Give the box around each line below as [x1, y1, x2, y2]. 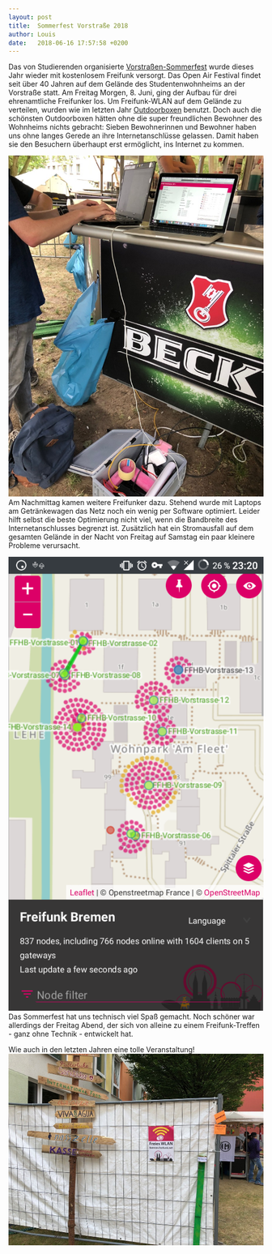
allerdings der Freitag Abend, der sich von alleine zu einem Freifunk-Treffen [8, 1021, 261, 1030]
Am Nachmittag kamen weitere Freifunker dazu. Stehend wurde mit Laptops [8, 498, 261, 507]
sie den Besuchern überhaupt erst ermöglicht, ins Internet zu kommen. [8, 139, 244, 149]
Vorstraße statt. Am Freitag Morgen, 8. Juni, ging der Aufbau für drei [8, 88, 237, 97]
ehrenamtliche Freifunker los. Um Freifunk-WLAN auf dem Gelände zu [8, 96, 242, 106]
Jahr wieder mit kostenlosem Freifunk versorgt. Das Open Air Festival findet [8, 71, 261, 80]
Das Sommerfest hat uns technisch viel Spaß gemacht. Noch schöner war [8, 1012, 255, 1021]
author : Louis [8, 30, 57, 38]
